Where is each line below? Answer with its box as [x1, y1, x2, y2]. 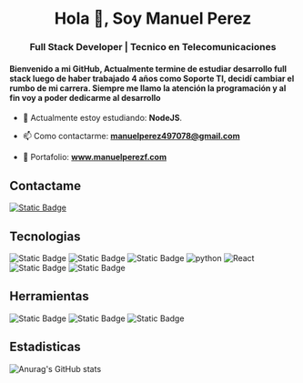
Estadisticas [9, 339, 82, 355]
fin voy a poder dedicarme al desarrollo [9, 92, 161, 103]
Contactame [9, 177, 82, 194]
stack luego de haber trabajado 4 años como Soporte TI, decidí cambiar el [9, 73, 295, 84]
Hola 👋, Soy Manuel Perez [54, 8, 252, 29]
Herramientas [9, 288, 89, 304]
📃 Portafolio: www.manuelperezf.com [22, 152, 167, 163]
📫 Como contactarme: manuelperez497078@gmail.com [22, 131, 240, 142]
